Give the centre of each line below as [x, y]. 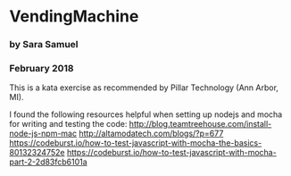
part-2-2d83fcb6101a [48, 162]
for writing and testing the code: [68, 124]
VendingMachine [74, 17]
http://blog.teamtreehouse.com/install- [200, 124]
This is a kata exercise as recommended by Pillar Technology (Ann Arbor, [144, 88]
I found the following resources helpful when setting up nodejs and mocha [146, 114]
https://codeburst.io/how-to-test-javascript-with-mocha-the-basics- [136, 143]
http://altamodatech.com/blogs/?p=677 [151, 134]
